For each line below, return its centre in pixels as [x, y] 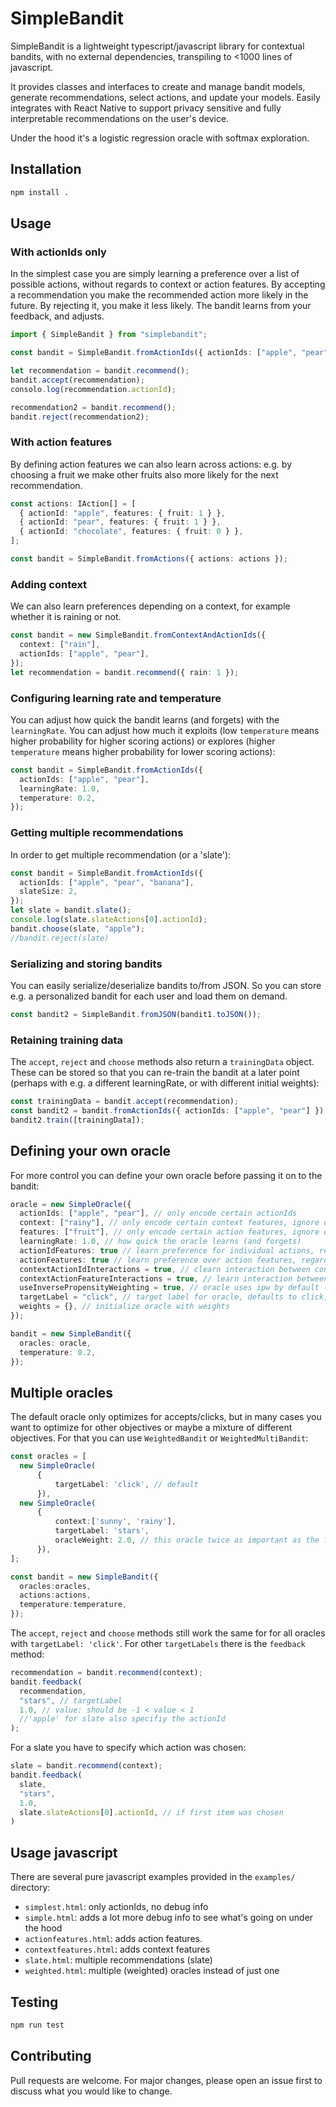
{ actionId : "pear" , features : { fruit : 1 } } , [120, 522]
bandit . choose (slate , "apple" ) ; [77, 928]
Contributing [51, 2056]
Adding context [49, 584]
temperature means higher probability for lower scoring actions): [143, 751]
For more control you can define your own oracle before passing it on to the [166, 1175]
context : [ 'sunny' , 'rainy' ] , [115, 1522]
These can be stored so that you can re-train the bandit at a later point [155, 1073]
